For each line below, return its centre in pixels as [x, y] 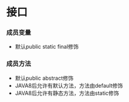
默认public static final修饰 [47, 47]
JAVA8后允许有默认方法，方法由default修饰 [69, 85]
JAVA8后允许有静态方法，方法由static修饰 [67, 93]
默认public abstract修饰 [44, 78]
